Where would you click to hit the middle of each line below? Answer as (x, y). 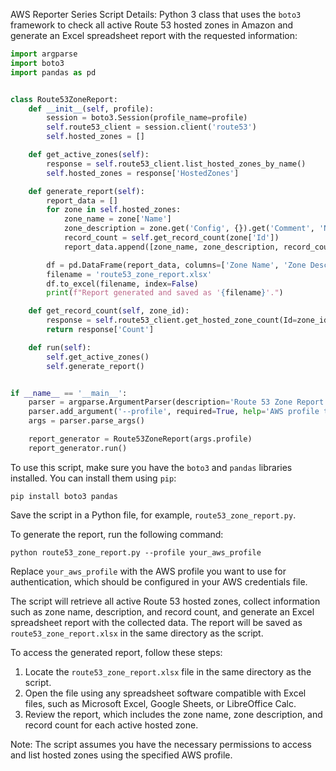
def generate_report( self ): (86, 191)
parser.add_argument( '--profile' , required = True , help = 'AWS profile (174, 412)
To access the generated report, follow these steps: (116, 652)
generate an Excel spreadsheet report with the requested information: (154, 35)
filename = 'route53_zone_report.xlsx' (129, 274)
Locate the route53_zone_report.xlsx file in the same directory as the (168, 671)
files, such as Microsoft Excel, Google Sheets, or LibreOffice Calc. (160, 703)
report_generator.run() (78, 448)
